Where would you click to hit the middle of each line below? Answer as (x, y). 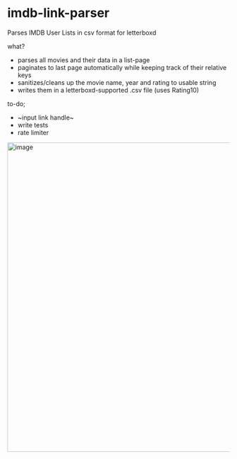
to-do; (17, 103)
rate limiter (33, 132)
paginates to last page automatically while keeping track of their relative (122, 67)
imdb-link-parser (59, 13)
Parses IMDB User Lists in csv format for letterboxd (82, 33)
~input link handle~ (45, 117)
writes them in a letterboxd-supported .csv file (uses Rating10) (108, 90)
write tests (33, 124)
